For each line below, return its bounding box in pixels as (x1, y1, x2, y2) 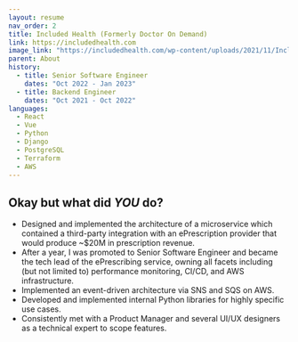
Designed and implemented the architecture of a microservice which (20, 219, 273, 230)
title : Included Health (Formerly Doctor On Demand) (8, 29, 208, 38)
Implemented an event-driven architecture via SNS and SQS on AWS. (20, 285, 275, 296)
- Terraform (16, 153, 61, 163)
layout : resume (8, 12, 65, 22)
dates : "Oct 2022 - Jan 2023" (24, 79, 137, 88)
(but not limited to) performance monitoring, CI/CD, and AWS (20, 266, 245, 277)
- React (16, 112, 45, 121)
